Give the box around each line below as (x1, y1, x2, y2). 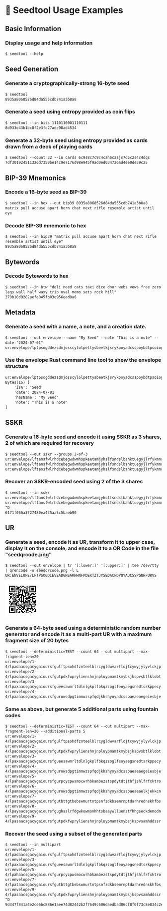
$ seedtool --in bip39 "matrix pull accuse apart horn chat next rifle (5, 234, 157, 239)
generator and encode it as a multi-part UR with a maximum (5, 631, 152, 638)
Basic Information (5, 24, 62, 33)
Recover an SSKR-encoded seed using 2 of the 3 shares (5, 478, 143, 485)
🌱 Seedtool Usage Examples (5, 4, 123, 16)
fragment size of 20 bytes (5, 637, 69, 644)
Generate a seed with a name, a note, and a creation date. (5, 323, 147, 330)
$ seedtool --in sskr (5, 490, 50, 495)
